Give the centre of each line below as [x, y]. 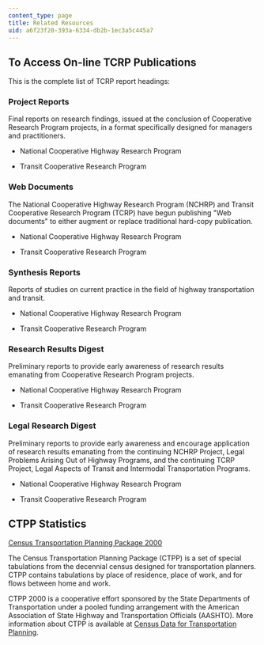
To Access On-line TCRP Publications [102, 62]
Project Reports [39, 102]
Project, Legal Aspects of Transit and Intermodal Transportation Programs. [129, 469]
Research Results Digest [56, 349]
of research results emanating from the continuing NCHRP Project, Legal [126, 451]
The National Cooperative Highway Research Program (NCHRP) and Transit [131, 204]
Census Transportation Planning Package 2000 [85, 543]
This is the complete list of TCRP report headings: [89, 82]
